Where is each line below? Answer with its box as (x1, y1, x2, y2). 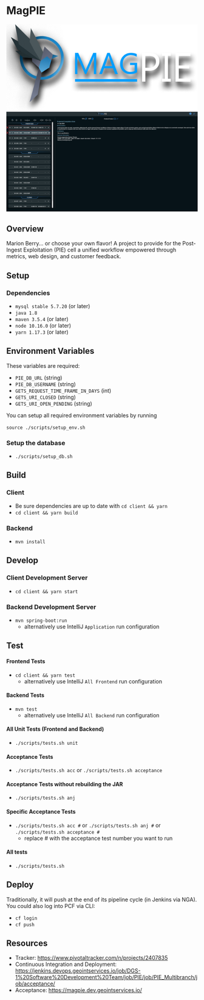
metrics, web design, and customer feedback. (6, 253, 121, 260)
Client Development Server (6, 574, 88, 582)
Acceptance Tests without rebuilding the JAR (6, 780, 123, 787)
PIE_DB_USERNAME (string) (15, 380, 76, 387)
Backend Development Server (6, 602, 97, 611)
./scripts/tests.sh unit (15, 740, 78, 746)
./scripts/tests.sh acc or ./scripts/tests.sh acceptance (15, 767, 163, 774)
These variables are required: (6, 362, 80, 369)
